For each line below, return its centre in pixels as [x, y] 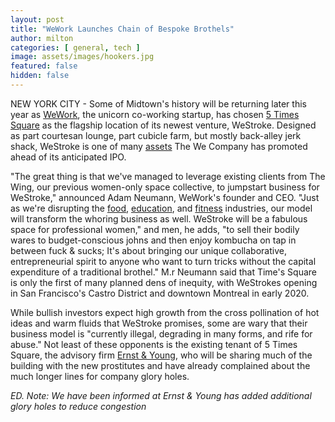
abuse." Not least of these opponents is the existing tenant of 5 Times [154, 344]
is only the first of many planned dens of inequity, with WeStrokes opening [164, 282]
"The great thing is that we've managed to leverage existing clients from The [168, 176]
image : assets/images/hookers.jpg [82, 57]
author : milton [42, 38]
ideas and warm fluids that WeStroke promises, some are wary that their [159, 323]
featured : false [44, 66]
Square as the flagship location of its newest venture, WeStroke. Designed [163, 125]
